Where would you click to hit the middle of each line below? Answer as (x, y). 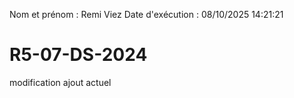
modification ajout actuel (60, 82)
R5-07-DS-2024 (78, 55)
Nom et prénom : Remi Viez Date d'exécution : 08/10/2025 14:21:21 (146, 14)
